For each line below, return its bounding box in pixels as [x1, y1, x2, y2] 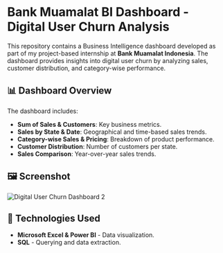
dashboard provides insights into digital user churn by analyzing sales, [7, 56, 208, 64]
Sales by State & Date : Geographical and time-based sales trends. [17, 128, 207, 136]
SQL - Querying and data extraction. [17, 238, 121, 247]
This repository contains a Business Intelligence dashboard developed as [7, 42, 216, 50]
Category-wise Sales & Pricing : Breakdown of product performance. [17, 134, 215, 143]
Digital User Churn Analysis [7, 19, 170, 35]
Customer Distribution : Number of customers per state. [17, 142, 178, 150]
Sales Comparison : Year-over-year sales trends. [17, 150, 157, 158]
